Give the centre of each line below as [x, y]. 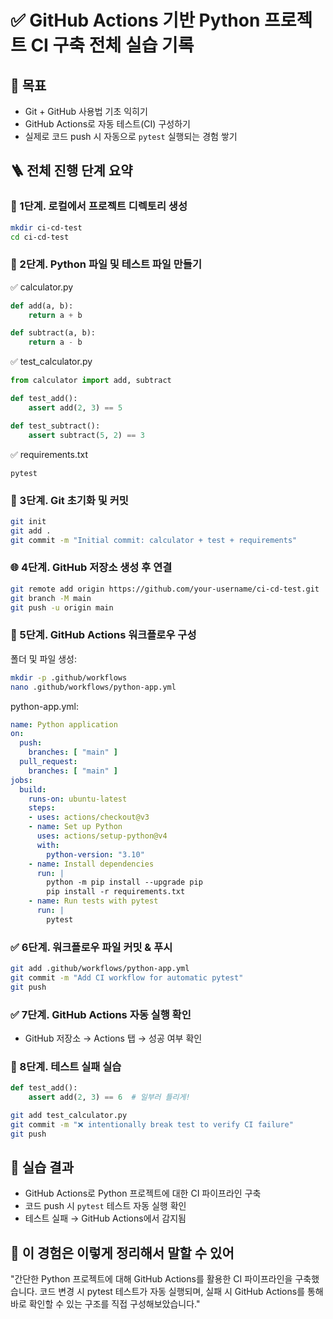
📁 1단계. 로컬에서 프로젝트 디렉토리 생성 [99, 206]
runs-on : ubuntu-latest [78, 799]
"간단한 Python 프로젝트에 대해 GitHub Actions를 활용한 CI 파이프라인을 [151, 1279]
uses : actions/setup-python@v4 [102, 836]
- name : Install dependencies [91, 864]
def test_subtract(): [55, 426]
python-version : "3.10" [95, 854]
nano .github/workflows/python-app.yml [93, 687]
